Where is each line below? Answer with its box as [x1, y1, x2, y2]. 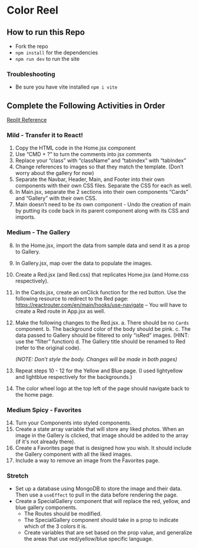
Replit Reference [6, 116, 47, 124]
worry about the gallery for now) [15, 170, 94, 177]
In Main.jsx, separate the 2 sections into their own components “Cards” [15, 189, 189, 196]
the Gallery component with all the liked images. [15, 450, 132, 458]
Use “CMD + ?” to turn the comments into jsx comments [15, 151, 152, 158]
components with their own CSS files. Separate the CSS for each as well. [15, 182, 193, 189]
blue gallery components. [15, 504, 78, 511]
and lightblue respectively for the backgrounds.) [15, 373, 133, 380]
